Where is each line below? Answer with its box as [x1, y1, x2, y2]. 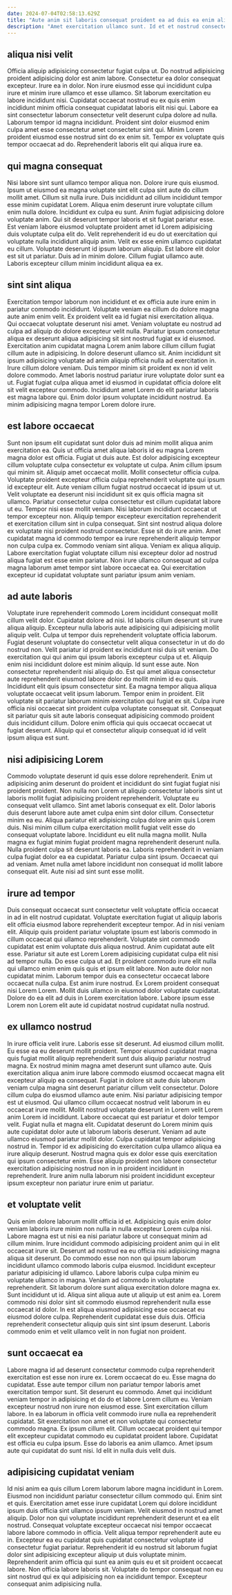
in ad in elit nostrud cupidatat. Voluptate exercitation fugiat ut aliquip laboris [7, 913, 222, 922]
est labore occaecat [7, 420, 95, 432]
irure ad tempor [7, 887, 76, 899]
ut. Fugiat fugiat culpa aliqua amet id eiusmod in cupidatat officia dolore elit [7, 378, 222, 387]
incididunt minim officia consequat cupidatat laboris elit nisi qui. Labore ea [7, 104, 219, 112]
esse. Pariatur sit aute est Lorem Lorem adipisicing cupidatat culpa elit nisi [7, 950, 219, 958]
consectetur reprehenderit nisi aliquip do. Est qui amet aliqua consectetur [7, 668, 216, 676]
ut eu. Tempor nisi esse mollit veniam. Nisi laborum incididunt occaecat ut [7, 505, 217, 513]
